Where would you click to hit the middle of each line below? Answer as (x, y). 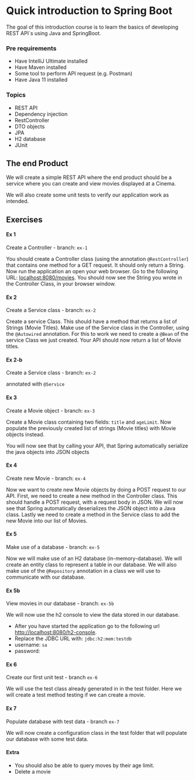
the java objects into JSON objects (48, 452)
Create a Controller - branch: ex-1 (47, 248)
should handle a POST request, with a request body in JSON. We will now (95, 502)
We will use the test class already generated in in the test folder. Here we (94, 689)
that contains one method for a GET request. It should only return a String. (95, 265)
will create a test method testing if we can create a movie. (76, 695)
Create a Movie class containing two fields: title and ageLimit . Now (89, 422)
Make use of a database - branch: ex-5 (53, 547)
